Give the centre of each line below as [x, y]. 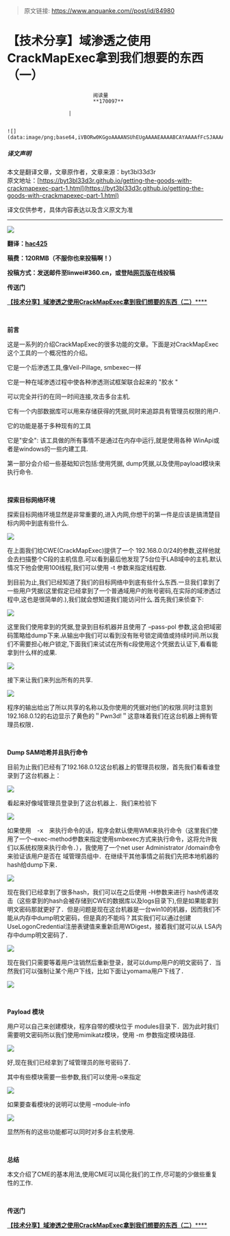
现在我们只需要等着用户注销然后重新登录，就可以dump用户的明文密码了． [111, 962]
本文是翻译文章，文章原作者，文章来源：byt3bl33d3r [81, 171]
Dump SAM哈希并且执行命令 [48, 752]
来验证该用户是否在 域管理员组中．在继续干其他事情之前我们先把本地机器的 [113, 856]
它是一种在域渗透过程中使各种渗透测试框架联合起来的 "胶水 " [92, 382]
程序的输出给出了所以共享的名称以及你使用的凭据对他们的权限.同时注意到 [110, 707]
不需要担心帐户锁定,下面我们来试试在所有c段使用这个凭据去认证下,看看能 [115, 643]
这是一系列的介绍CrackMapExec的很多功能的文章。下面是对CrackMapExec [113, 344]
